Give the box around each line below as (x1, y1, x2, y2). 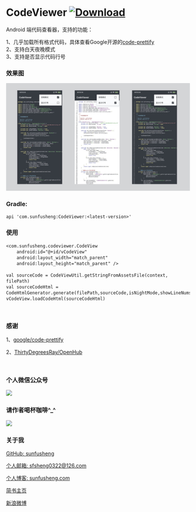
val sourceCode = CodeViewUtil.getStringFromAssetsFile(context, (6, 272, 168, 278)
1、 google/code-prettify (6, 336, 64, 343)
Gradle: (6, 200, 28, 208)
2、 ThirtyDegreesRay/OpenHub (6, 349, 83, 356)
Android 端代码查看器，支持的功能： (6, 26, 93, 33)
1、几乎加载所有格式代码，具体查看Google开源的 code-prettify (6, 38, 155, 45)
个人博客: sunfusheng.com (6, 475, 70, 482)
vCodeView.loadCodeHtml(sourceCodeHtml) (6, 296, 106, 302)
